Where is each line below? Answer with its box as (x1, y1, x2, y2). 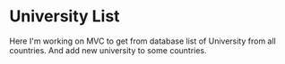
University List (9, 6, 120, 27)
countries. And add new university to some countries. (9, 44, 208, 55)
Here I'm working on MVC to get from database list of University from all (9, 36, 276, 46)
